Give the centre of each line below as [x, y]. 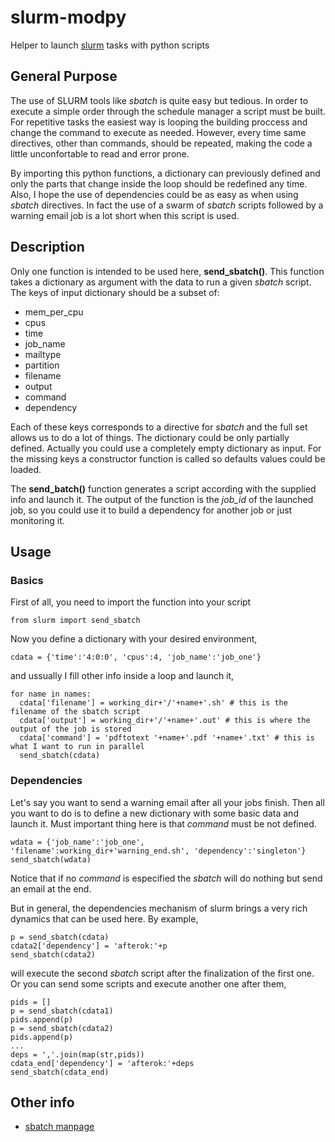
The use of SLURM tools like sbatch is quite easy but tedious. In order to [159, 100]
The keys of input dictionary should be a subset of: [115, 292]
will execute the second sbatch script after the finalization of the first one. [162, 973]
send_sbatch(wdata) [51, 859]
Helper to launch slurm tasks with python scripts [110, 45]
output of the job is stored [71, 729]
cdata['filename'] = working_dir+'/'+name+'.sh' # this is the [153, 703]
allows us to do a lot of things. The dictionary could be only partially [150, 437]
